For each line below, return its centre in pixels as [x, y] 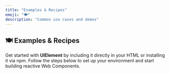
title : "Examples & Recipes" [36, 10]
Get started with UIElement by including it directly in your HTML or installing [85, 55]
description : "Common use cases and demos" [52, 19]
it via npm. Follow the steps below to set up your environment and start [80, 61]
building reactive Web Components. [43, 66]
